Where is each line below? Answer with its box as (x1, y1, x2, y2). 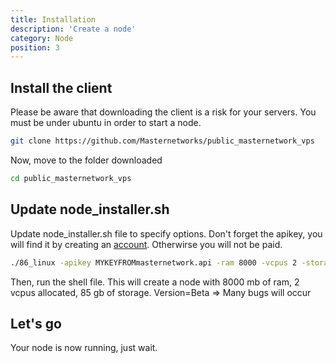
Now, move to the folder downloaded (10, 154, 163, 166)
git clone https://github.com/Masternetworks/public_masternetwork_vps (10, 136, 315, 146)
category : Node (10, 33, 74, 43)
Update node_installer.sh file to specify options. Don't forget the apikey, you (10, 227, 323, 240)
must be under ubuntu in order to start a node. (10, 117, 202, 129)
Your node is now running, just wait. (10, 342, 158, 354)
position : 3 (10, 42, 60, 53)
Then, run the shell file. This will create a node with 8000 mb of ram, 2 (10, 276, 300, 288)
